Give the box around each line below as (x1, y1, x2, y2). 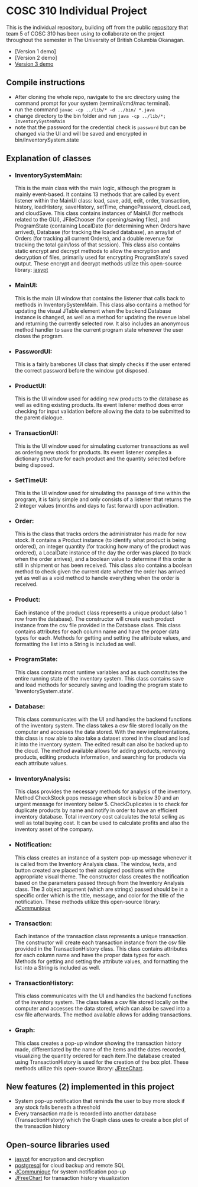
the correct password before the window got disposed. (14, 367, 150, 374)
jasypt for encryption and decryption (14, 1156, 105, 1163)
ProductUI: (14, 381, 47, 390)
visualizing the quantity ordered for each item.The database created (14, 1052, 181, 1059)
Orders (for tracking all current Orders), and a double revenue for (14, 235, 173, 242)
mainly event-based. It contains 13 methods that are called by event (14, 191, 180, 198)
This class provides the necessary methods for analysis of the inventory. (14, 788, 192, 795)
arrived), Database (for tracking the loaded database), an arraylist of (14, 229, 181, 236)
